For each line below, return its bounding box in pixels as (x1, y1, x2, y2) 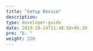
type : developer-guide (6, 19, 61, 25)
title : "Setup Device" (6, 8, 61, 15)
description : (6, 14, 38, 20)
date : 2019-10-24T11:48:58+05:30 (6, 25, 88, 31)
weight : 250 (6, 36, 35, 42)
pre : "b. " (6, 30, 33, 36)
